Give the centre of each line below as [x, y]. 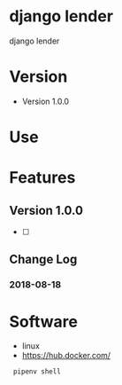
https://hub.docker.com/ [66, 356]
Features [42, 178]
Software [43, 322]
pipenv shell [37, 372]
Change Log [43, 259]
